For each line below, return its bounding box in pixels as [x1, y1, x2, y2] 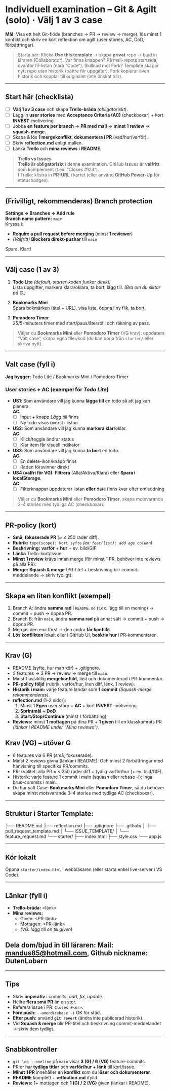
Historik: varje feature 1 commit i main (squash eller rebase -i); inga [12, 774, 153, 780]
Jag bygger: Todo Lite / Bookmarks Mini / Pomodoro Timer [5, 374, 129, 380]
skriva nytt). [17, 341, 43, 347]
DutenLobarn [5, 957, 48, 965]
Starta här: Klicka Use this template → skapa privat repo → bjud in [17, 52, 157, 58]
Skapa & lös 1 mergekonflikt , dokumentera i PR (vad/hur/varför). [12, 134, 148, 140]
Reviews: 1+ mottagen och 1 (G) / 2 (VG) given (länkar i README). [12, 1080, 150, 1086]
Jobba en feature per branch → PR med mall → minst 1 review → [12, 123, 150, 129]
